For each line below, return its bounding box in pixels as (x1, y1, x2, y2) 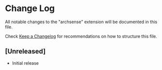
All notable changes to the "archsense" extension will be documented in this (5, 19, 158, 25)
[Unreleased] (5, 47, 46, 56)
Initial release (12, 60, 39, 66)
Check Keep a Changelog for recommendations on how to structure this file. (5, 33, 158, 39)
